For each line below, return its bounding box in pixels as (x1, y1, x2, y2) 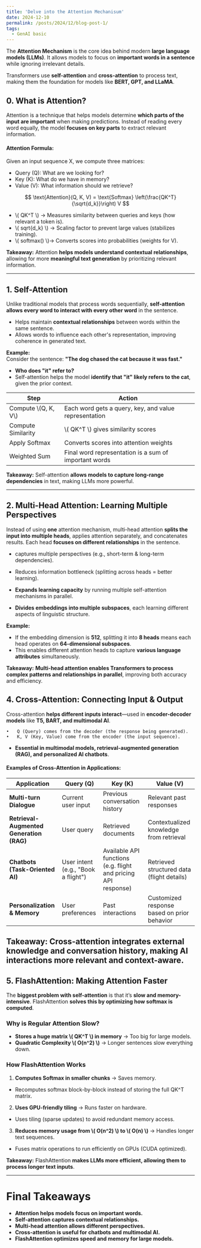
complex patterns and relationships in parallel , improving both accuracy (6, 671, 187, 678)
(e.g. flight (102, 861, 132, 870)
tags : (6, 25, 20, 32)
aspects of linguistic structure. (14, 610, 90, 617)
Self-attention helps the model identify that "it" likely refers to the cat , (14, 373, 191, 381)
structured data (147, 865, 191, 873)
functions (102, 854, 130, 862)
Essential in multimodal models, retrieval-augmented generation (14, 744, 179, 751)
